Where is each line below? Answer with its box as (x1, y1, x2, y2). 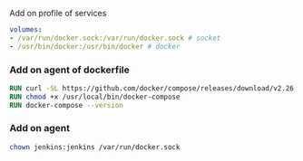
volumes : (9, 25, 43, 34)
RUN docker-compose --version (9, 100, 124, 109)
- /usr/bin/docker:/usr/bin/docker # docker (9, 42, 181, 51)
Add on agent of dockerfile (9, 63, 130, 76)
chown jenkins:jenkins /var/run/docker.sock (9, 142, 181, 152)
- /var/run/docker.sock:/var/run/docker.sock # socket (9, 33, 221, 43)
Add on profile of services (9, 8, 107, 18)
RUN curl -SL (9, 83, 59, 93)
